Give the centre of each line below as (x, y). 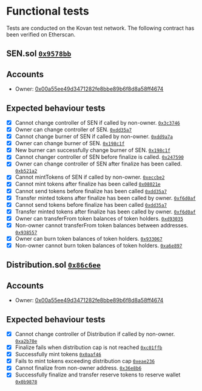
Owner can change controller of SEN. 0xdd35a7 (73, 130)
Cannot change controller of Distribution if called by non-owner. (95, 334)
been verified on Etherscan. (41, 34)
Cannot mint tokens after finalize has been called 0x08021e (88, 184)
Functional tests (48, 11)
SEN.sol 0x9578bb (39, 54)
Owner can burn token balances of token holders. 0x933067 (89, 238)
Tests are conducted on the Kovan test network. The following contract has (100, 28)
